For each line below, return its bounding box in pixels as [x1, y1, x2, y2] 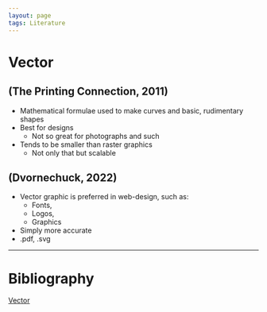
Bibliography [8, 269, 95, 287]
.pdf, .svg [19, 234, 51, 244]
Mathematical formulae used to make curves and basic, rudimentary [19, 106, 244, 115]
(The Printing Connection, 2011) [8, 85, 168, 98]
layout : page [8, 11, 52, 20]
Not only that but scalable [31, 148, 117, 157]
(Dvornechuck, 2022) [8, 171, 118, 184]
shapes [19, 114, 44, 124]
